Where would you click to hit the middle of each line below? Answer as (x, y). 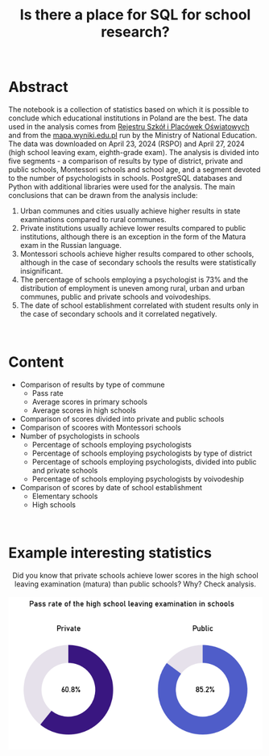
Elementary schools (65, 496)
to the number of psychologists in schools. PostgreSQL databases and (125, 178)
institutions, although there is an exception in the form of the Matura (133, 237)
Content (36, 362)
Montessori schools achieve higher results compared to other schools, (137, 254)
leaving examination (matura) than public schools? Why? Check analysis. (135, 584)
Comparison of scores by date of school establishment (111, 487)
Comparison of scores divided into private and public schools (122, 418)
